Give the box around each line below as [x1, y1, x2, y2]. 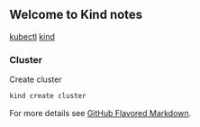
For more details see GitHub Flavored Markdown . [9, 107, 192, 118]
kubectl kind [9, 31, 56, 41]
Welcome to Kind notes [9, 7, 143, 23]
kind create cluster [9, 92, 87, 101]
